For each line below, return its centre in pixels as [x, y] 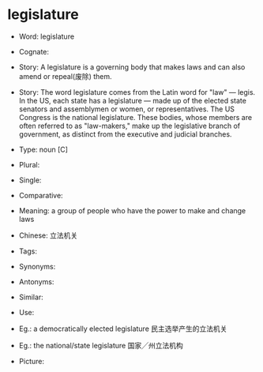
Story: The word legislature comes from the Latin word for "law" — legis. [137, 92]
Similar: [31, 297]
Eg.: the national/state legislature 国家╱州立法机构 [101, 345]
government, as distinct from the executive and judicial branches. [125, 134]
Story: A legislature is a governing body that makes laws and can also [132, 67]
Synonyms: [37, 266]
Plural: [29, 164]
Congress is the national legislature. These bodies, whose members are [135, 117]
